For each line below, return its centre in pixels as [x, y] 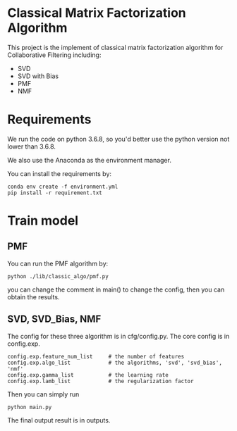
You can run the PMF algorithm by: [58, 263]
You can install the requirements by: [59, 173]
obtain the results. [34, 296]
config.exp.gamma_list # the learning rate [88, 375]
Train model [43, 221]
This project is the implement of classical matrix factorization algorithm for [115, 47]
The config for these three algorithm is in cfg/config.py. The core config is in [119, 336]
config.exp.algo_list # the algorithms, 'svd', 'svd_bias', [115, 363]
